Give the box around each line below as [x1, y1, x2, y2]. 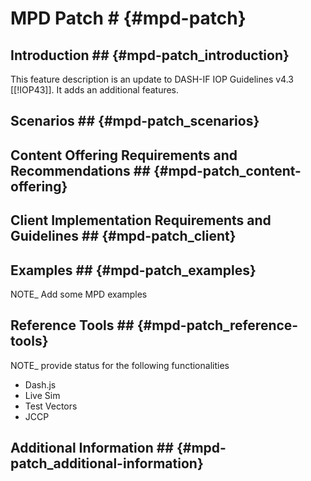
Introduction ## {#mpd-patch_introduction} [10, 47, 290, 64]
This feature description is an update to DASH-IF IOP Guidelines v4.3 [10, 73, 294, 85]
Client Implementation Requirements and [10, 212, 272, 229]
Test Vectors [24, 400, 78, 412]
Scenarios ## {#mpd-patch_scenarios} [10, 113, 260, 130]
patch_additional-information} [10, 455, 204, 472]
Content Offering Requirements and [10, 147, 238, 164]
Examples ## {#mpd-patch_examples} [10, 262, 257, 279]
